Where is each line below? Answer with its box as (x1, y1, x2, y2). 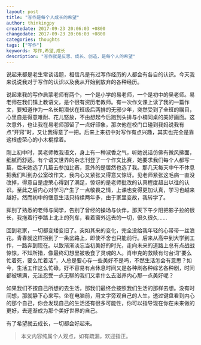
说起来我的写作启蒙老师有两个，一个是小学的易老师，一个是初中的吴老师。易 (6, 91, 195, 98)
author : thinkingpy (6, 20, 55, 26)
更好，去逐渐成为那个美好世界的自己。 (6, 307, 100, 314)
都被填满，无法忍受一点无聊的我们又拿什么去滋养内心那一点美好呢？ (6, 271, 174, 279)
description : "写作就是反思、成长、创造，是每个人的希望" (6, 53, 136, 59)
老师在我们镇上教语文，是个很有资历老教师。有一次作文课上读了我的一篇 (6, 98, 184, 106)
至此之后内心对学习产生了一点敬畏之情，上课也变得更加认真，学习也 (16, 186, 184, 193)
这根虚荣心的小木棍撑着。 (6, 136, 69, 143)
